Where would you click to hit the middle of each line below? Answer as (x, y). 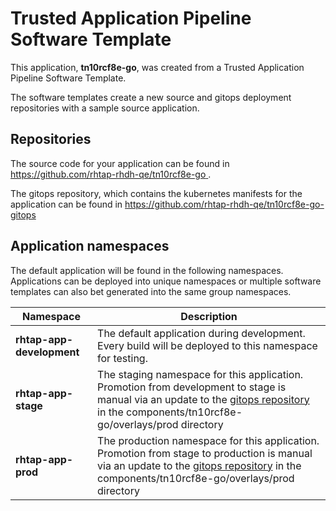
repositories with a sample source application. (105, 108)
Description (209, 316)
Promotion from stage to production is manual (205, 453)
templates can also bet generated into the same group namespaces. (151, 291)
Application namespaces (90, 246)
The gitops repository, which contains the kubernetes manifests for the (156, 193)
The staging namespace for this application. (200, 374)
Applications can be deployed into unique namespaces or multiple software (166, 281)
